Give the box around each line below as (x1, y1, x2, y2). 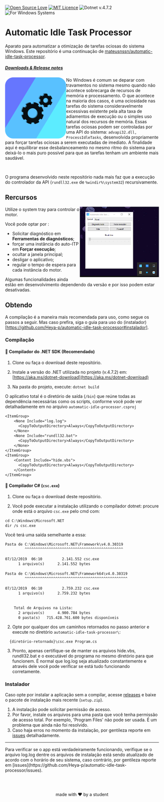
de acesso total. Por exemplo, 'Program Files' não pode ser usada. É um (12, 717, 157, 723)
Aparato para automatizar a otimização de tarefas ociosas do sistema (5, 43, 145, 49)
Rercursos (5, 193, 38, 202)
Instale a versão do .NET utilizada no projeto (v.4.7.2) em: (12, 369, 127, 375)
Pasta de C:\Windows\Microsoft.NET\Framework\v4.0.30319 (5, 542, 123, 547)
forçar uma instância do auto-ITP (12, 241, 79, 247)
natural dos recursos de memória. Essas (66, 118, 147, 124)
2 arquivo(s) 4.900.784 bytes (18, 610, 91, 615)
